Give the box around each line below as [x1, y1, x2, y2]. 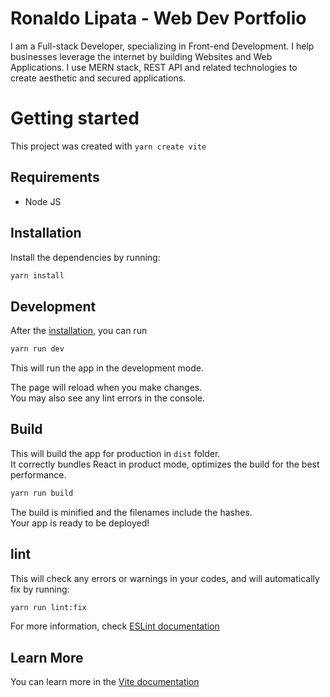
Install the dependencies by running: [10, 251, 161, 263]
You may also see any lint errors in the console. [10, 392, 205, 404]
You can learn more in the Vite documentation [10, 676, 200, 688]
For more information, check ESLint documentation [10, 620, 220, 632]
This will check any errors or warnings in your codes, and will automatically [10, 572, 320, 584]
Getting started [10, 107, 140, 130]
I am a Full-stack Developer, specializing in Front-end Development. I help [10, 40, 315, 52]
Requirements [10, 169, 100, 186]
